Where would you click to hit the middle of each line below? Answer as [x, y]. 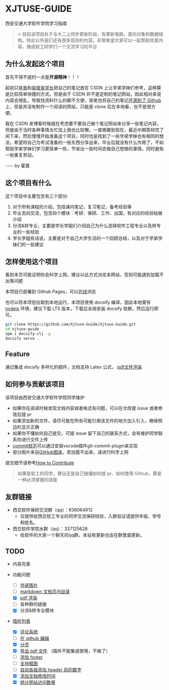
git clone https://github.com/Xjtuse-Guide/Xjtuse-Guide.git [71, 325]
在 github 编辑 [34, 638]
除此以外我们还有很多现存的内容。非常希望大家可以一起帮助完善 [93, 40]
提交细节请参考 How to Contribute [40, 462]
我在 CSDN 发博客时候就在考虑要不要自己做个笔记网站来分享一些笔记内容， [83, 123]
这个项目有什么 [28, 183]
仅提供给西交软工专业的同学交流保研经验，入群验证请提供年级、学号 [91, 516]
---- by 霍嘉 [18, 165]
